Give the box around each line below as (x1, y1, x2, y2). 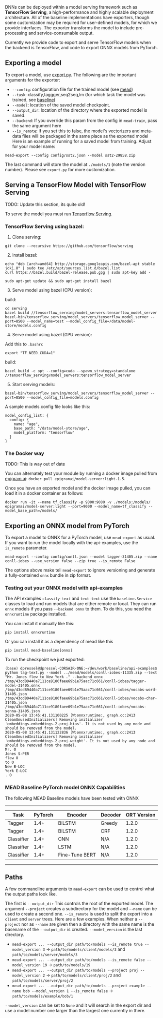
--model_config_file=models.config (26, 395, 98, 400)
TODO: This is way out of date (5, 461, 65, 467)
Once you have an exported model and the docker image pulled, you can (5, 485, 151, 491)
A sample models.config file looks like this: (5, 404, 91, 409)
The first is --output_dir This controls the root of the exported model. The (5, 900, 154, 907)
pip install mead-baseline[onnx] (5, 648, 73, 653)
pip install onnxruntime (5, 630, 55, 635)
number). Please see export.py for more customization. (5, 166, 116, 172)
